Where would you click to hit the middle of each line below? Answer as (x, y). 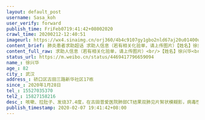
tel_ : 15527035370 (30, 91)
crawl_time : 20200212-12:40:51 (46, 35)
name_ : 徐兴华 (23, 62)
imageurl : (19, 40)
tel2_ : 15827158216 (31, 96)
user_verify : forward (34, 23)
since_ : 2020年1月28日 (34, 85)
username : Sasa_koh (31, 18)
